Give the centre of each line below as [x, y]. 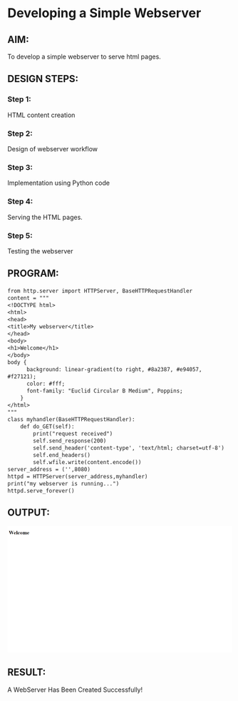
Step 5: [20, 236]
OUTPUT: [29, 513]
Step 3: [20, 167]
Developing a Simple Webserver [104, 13]
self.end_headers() [62, 455]
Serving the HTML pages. [45, 217]
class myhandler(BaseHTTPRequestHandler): [71, 419]
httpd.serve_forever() [41, 490]
